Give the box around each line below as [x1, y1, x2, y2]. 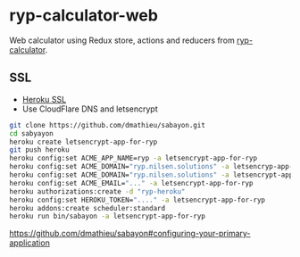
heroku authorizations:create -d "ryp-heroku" [9, 187, 186, 196]
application [9, 237, 51, 248]
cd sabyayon [9, 128, 54, 138]
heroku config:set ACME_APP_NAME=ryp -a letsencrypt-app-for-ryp [9, 153, 257, 163]
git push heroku [9, 145, 70, 154]
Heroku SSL [21, 94, 67, 104]
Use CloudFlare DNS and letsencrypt [21, 104, 158, 114]
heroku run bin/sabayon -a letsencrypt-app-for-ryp [9, 211, 205, 221]
